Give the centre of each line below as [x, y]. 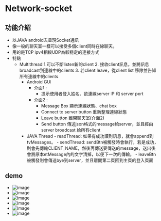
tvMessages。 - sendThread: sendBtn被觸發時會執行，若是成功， [92, 142]
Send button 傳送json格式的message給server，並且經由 [97, 124]
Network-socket [39, 8]
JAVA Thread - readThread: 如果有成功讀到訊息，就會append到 [90, 136]
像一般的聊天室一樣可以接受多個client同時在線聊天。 [64, 46]
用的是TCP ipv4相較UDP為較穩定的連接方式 [56, 52]
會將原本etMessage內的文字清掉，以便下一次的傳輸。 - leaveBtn [91, 154]
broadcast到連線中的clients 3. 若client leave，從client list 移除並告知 [88, 70]
